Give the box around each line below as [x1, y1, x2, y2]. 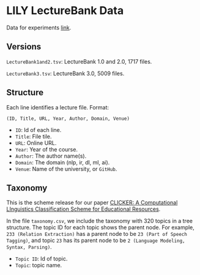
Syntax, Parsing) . [6, 243, 52, 251]
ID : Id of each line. [15, 126, 62, 133]
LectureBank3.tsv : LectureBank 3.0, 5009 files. [6, 70, 125, 77]
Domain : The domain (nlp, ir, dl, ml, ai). [15, 158, 110, 166]
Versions [6, 42, 42, 52]
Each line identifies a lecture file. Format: [6, 103, 109, 111]
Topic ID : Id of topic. [15, 255, 68, 263]
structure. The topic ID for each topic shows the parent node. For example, [6, 224, 194, 231]
